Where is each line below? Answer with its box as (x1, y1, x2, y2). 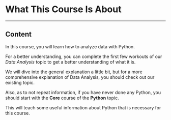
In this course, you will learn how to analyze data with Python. (5, 43, 135, 49)
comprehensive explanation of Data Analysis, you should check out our (5, 74, 155, 80)
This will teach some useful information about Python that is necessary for (5, 104, 161, 110)
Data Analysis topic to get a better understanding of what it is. (5, 58, 136, 65)
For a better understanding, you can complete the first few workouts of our (5, 53, 162, 59)
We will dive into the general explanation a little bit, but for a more (5, 69, 142, 75)
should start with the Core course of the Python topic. (5, 95, 119, 101)
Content (5, 30, 32, 39)
